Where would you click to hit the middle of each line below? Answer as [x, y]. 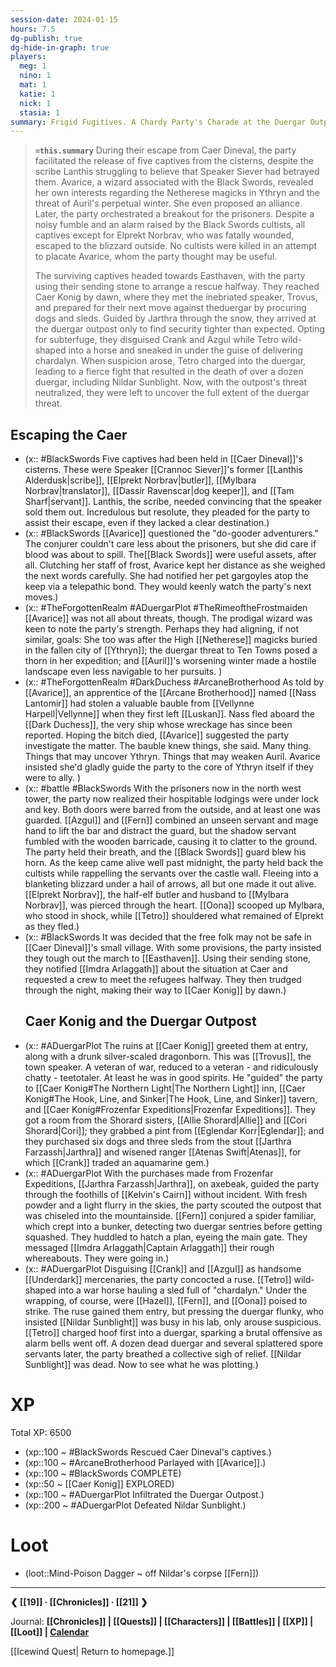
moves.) [41, 597]
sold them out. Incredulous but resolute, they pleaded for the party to [167, 512]
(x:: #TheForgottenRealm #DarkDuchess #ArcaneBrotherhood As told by [174, 682]
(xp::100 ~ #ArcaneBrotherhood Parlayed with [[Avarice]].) [145, 1462]
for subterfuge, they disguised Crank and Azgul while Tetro [156, 340]
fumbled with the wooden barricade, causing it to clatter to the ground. [171, 842]
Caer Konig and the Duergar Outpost [140, 1021]
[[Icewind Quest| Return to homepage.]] [92, 1651]
